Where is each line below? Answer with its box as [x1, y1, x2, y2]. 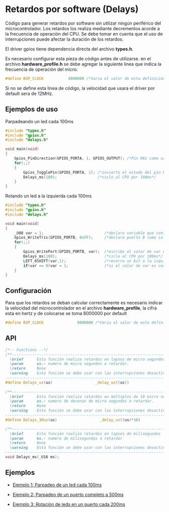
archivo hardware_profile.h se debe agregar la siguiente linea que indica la [5, 61, 162, 67]
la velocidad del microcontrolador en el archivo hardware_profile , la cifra [5, 305, 157, 311]
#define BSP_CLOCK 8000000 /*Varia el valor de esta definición [5, 76, 165, 81]
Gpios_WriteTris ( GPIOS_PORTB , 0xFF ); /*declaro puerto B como [14, 235, 156, 240]
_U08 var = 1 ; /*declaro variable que [14, 230, 154, 236]
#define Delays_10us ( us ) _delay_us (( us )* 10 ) [5, 417, 141, 423]
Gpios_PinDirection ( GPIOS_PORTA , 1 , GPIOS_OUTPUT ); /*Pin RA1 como [14, 156, 158, 161]
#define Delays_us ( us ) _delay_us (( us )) [5, 380, 129, 385]
